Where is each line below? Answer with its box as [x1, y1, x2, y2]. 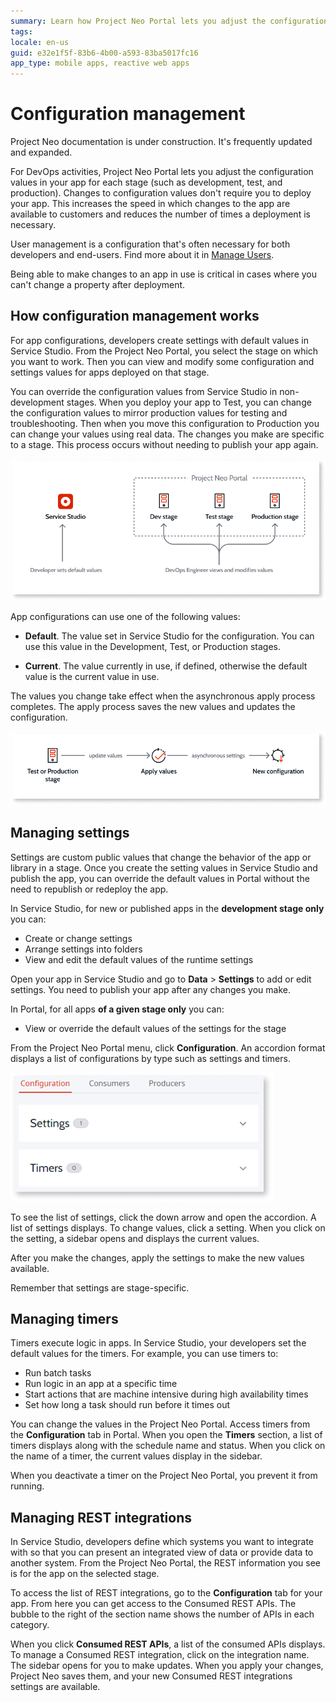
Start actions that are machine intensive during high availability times [24, 1388, 309, 1400]
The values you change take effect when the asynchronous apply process [10, 690, 316, 702]
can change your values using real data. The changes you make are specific [10, 428, 325, 440]
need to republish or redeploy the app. [10, 883, 169, 895]
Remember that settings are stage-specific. [10, 1281, 190, 1294]
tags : [10, 26, 33, 37]
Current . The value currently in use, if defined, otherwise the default [24, 660, 308, 672]
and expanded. [10, 146, 73, 159]
